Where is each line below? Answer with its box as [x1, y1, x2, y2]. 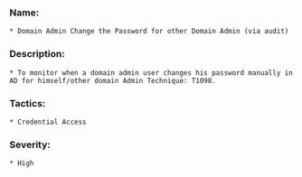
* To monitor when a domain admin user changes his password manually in [9, 68, 294, 78]
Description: [9, 48, 65, 61]
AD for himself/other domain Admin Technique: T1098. [9, 76, 217, 85]
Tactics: [9, 97, 46, 109]
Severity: [9, 138, 52, 151]
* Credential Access [9, 117, 88, 126]
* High [9, 159, 34, 168]
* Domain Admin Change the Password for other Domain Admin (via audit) [9, 27, 289, 36]
